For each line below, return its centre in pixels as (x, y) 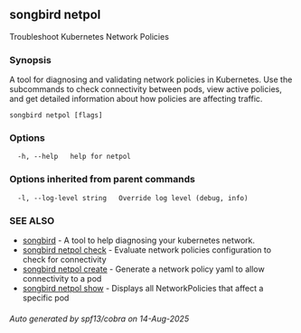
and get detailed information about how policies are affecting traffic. (136, 99)
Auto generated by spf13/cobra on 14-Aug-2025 (99, 319)
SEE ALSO (32, 220)
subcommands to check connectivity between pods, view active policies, (146, 89)
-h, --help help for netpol (74, 157)
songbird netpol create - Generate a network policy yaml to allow (143, 269)
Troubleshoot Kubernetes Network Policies (89, 36)
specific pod (46, 298)
